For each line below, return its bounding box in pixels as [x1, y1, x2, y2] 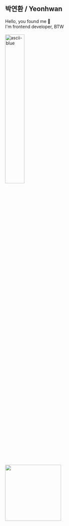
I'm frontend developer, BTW [5, 23, 64, 29]
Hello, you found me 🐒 [5, 18, 51, 24]
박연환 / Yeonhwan [5, 4, 63, 13]
